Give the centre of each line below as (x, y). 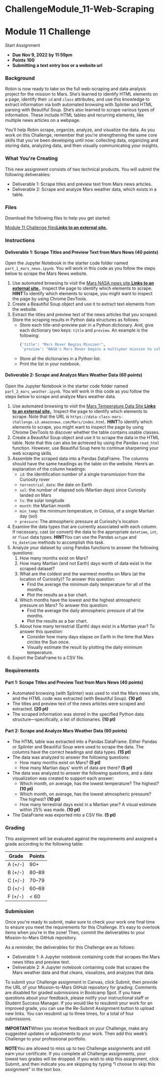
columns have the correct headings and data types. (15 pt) (71, 752)
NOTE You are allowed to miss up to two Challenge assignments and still (78, 1048)
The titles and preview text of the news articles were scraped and (78, 704)
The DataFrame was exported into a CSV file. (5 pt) (64, 815)
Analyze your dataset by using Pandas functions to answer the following (85, 548)
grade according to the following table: (44, 844)
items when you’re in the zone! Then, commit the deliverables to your (75, 932)
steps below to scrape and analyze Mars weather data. (61, 397)
